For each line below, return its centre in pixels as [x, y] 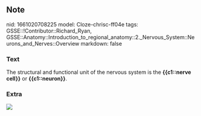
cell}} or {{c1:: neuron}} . [37, 79]
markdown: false [101, 43]
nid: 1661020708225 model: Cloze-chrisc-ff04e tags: [72, 24]
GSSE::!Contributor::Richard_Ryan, [49, 31]
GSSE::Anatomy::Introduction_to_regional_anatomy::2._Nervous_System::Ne [101, 37]
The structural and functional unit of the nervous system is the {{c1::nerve [99, 72]
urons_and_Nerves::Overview [43, 43]
